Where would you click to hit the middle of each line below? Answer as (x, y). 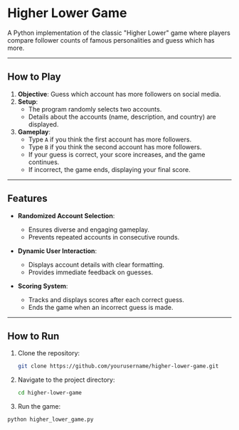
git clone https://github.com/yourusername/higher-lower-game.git (118, 366)
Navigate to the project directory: (66, 380)
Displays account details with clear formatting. (96, 264)
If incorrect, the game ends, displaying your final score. (109, 169)
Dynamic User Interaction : (57, 251)
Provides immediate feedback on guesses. (91, 272)
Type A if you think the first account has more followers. (110, 139)
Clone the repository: (49, 353)
